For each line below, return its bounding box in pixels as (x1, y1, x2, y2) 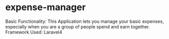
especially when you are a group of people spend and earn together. (5, 23, 150, 29)
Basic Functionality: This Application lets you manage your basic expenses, (5, 18, 164, 24)
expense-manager (5, 2, 86, 13)
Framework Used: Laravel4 (5, 29, 62, 35)
